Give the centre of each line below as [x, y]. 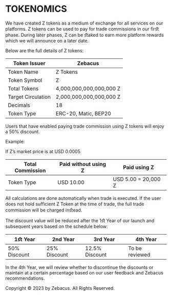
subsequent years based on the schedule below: [57, 226]
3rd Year [104, 239]
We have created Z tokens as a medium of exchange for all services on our [84, 23]
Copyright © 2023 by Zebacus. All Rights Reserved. [60, 288]
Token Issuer [29, 63]
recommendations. [25, 278]
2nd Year [63, 239]
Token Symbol [25, 80]
